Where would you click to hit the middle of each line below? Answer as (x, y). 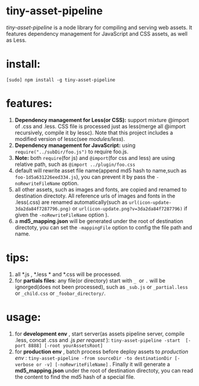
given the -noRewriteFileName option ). (62, 215)
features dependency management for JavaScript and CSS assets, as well (97, 33)
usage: (24, 317)
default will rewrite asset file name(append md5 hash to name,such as (101, 170)
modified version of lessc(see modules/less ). (70, 139)
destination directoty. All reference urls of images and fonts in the (95, 196)
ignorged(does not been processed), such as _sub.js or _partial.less (101, 287)
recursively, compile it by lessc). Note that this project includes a (94, 133)
